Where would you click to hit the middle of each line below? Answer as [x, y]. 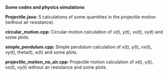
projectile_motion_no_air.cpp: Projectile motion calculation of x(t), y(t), [79, 62]
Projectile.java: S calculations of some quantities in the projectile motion [80, 17]
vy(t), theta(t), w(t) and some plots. [41, 52]
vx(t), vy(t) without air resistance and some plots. [56, 67]
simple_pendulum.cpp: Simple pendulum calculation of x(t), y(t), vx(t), [79, 47]
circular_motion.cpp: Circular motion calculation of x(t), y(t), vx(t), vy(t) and [84, 32]
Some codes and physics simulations [45, 7]
